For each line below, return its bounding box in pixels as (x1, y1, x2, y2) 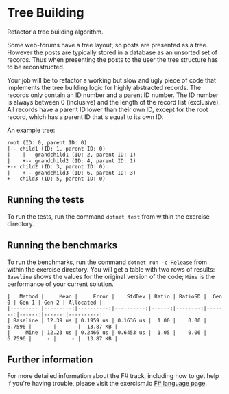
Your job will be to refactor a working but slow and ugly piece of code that (7, 76, 216, 84)
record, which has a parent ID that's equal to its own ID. (7, 112, 164, 121)
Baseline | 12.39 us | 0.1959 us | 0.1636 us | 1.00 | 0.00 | (13, 317, 207, 324)
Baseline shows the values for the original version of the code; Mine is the (7, 272, 215, 281)
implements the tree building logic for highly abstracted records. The (7, 83, 202, 91)
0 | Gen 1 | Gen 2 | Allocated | (7, 299, 103, 306)
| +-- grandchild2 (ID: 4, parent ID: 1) (7, 157, 136, 164)
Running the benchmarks (7, 239, 118, 252)
